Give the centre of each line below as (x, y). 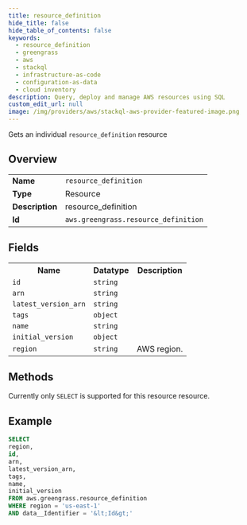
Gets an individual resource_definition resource (88, 134)
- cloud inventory (46, 89)
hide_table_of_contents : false (60, 30)
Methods (31, 377)
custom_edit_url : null (46, 104)
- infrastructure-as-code (58, 75)
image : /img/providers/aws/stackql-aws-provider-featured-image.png (124, 112)
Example (30, 421)
